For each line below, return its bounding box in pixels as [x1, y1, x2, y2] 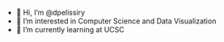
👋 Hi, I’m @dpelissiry [15, 8, 86, 17]
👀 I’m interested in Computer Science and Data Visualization [15, 16, 217, 26]
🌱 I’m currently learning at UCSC [15, 25, 125, 34]
